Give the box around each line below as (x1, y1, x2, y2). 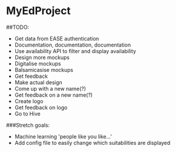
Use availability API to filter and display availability (14, 47, 137, 54)
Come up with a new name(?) (14, 85, 87, 92)
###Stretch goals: (6, 121, 50, 128)
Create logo (14, 97, 44, 104)
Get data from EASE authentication (14, 35, 99, 42)
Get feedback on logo (14, 104, 68, 111)
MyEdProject (6, 4, 71, 18)
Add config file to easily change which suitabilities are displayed (14, 139, 171, 146)
